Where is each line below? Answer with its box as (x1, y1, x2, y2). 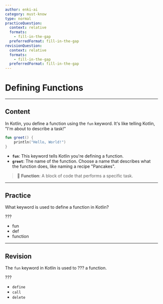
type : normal (5, 16, 32, 21)
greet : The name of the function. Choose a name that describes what (12, 158, 151, 164)
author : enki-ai (5, 7, 38, 12)
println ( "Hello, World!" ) (14, 140, 66, 144)
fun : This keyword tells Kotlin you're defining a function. (12, 153, 124, 159)
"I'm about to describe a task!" (5, 125, 66, 131)
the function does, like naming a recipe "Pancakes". (12, 163, 115, 169)
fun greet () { (5, 135, 34, 140)
